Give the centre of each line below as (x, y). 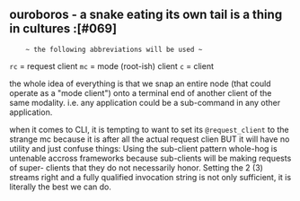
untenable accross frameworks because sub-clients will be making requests (150, 158)
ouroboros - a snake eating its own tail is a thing (146, 15)
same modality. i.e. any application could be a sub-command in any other (145, 102)
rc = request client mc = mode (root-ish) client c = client (111, 66)
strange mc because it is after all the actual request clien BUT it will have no (150, 139)
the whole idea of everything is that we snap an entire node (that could (140, 83)
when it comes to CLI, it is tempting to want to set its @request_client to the (149, 129)
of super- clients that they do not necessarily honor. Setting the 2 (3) (136, 167)
